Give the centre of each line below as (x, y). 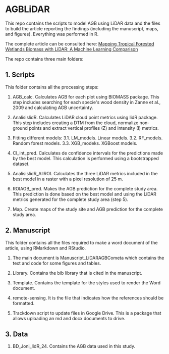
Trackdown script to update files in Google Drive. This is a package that (87, 313)
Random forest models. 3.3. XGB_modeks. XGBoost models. (75, 143)
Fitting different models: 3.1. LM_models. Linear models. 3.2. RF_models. (88, 138)
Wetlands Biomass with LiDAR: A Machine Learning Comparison (72, 49)
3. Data (17, 334)
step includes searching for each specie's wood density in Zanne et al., (87, 102)
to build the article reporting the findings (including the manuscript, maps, (82, 28)
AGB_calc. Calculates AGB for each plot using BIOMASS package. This (86, 96)
